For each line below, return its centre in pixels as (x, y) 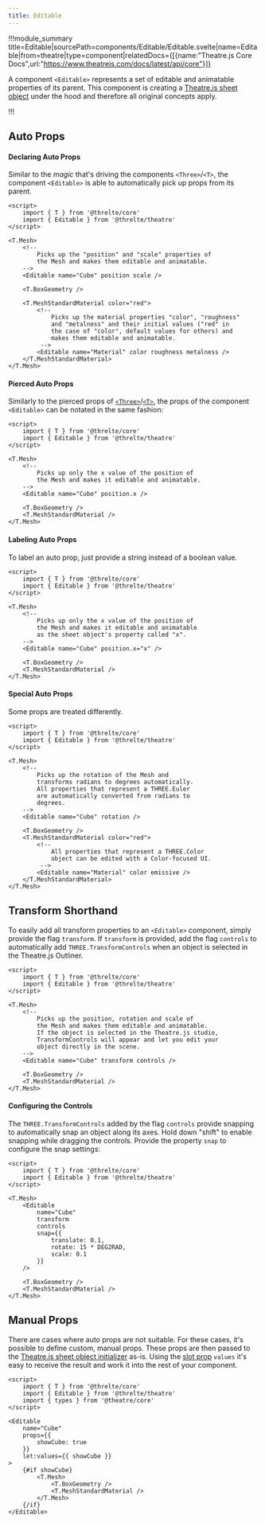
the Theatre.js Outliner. (46, 955)
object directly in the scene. (89, 1047)
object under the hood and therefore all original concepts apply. (113, 96)
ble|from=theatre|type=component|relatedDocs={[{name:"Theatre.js (121, 55)
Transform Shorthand (63, 911)
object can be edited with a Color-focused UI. (131, 858)
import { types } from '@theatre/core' (89, 1400)
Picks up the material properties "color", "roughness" (145, 318)
